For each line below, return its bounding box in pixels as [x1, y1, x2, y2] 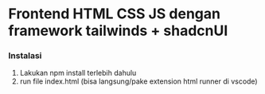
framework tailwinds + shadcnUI [8, 22, 228, 40]
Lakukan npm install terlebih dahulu [19, 69, 137, 78]
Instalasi [8, 50, 42, 61]
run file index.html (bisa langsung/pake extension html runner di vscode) [19, 76, 258, 86]
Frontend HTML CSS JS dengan [8, 5, 221, 23]
